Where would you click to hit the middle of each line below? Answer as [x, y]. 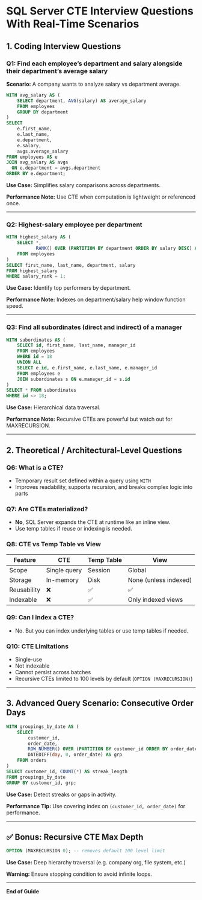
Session [99, 570]
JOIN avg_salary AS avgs [37, 162]
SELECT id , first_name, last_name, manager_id [76, 345]
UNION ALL [29, 362]
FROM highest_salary [32, 271]
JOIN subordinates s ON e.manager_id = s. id [74, 379]
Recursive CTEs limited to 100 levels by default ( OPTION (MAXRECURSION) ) [104, 679]
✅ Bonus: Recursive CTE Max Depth [75, 837]
